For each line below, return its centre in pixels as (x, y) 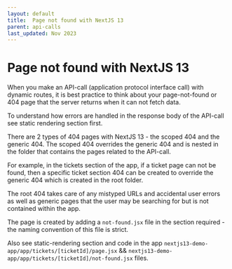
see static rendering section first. (55, 123)
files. (141, 258)
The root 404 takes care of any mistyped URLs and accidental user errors (114, 194)
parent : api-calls (34, 27)
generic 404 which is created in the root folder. (75, 180)
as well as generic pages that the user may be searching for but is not (108, 201)
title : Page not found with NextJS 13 (66, 20)
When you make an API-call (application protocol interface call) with (106, 88)
